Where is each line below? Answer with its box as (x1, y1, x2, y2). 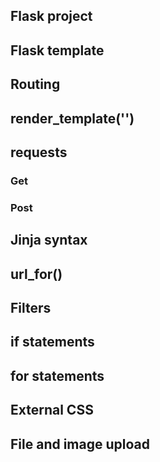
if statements (10, 334, 95, 351)
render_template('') (10, 110, 135, 127)
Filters (10, 299, 52, 316)
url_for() (10, 265, 63, 283)
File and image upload (10, 435, 150, 453)
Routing (10, 76, 61, 93)
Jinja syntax (10, 232, 88, 249)
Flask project (10, 8, 93, 25)
